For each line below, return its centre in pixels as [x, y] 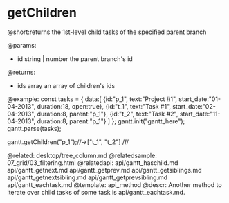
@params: [22, 45]
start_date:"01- [200, 99]
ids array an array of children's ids [66, 85]
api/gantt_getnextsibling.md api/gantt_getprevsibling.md [88, 177]
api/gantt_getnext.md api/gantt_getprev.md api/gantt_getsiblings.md [104, 170]
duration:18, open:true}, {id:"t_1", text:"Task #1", [104, 106]
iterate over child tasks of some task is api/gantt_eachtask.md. [96, 192]
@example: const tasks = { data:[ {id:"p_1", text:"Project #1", [92, 99]
